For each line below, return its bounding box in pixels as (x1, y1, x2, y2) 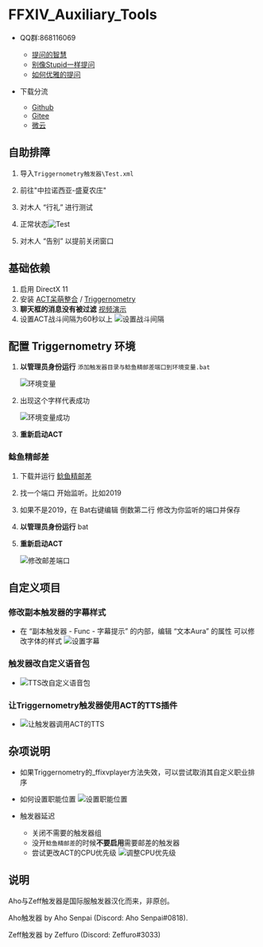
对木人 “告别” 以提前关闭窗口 (19, 236, 114, 246)
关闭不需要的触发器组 (31, 828, 102, 837)
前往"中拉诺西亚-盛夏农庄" (19, 185, 107, 195)
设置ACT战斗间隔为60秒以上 (19, 314, 113, 324)
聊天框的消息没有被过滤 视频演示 (19, 304, 127, 313)
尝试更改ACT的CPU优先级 (31, 848, 117, 857)
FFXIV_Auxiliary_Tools (8, 6, 157, 24)
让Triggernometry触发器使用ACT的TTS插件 (8, 700, 178, 711)
